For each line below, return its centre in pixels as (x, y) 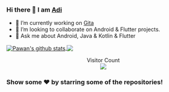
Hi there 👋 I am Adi (34, 10)
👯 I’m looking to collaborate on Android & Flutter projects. (88, 29)
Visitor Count (103, 60)
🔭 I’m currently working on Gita (54, 23)
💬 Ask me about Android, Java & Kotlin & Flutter (75, 36)
